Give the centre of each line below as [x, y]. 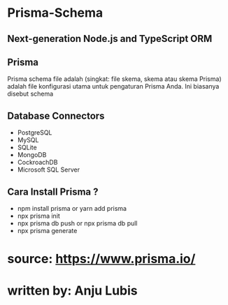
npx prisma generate [47, 231]
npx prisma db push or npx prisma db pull [77, 223]
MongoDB [32, 155]
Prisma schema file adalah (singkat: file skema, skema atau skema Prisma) [114, 79]
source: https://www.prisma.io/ [101, 259]
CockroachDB [37, 163]
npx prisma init [39, 216]
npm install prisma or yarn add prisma [72, 209]
